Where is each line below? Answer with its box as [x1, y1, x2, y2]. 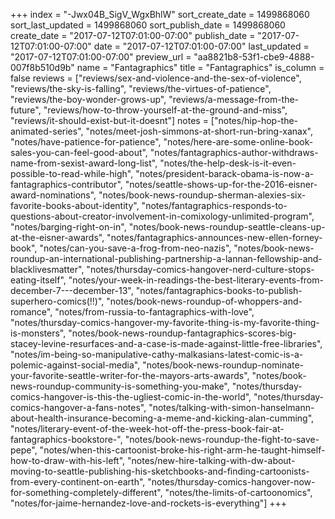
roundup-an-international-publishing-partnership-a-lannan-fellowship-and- [10, 253, 323, 264]
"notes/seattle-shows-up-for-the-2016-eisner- [124, 179, 318, 190]
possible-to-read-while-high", [10, 168, 134, 179]
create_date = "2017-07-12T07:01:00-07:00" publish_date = [10, 30, 256, 41]
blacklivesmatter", [10, 264, 85, 275]
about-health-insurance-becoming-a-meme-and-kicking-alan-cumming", [10, 412, 315, 424]
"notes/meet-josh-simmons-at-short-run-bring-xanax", [85, 125, 313, 137]
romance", [10, 306, 53, 318]
